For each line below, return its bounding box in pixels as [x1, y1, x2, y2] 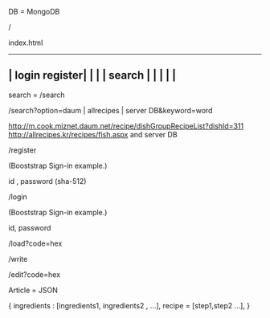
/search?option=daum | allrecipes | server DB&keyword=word [8, 105, 213, 115]
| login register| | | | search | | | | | [8, 68, 177, 83]
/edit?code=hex [8, 269, 61, 279]
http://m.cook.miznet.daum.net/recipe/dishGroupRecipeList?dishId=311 [8, 120, 243, 131]
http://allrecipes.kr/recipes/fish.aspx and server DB [8, 129, 178, 139]
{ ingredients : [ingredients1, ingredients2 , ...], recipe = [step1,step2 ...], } [8, 300, 251, 310]
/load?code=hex [8, 238, 63, 248]
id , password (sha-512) [8, 176, 87, 185]
